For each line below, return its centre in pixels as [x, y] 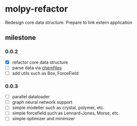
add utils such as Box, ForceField [45, 73]
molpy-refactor [37, 9]
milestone [20, 38]
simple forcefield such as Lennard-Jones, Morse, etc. [66, 113]
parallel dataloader [31, 97]
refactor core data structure [40, 62]
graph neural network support [42, 102]
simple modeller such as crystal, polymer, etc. [58, 108]
